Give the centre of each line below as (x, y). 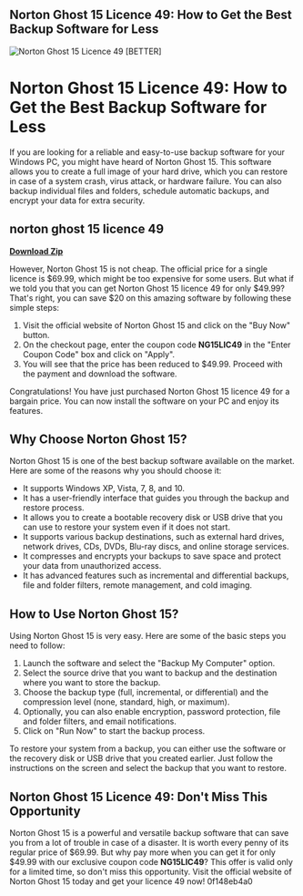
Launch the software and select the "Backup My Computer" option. (149, 664)
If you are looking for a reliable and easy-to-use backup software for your (147, 152)
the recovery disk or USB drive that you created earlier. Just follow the (141, 758)
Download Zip (36, 251)
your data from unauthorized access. (92, 566)
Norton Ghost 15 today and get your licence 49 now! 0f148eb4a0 (131, 881)
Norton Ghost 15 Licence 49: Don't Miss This (139, 797)
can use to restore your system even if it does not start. (126, 527)
